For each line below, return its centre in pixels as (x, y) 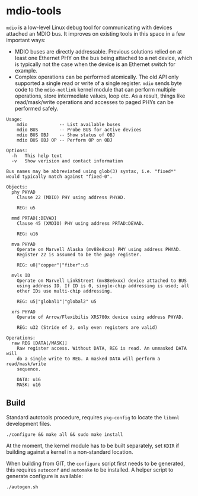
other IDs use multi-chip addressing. (65, 291)
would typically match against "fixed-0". (59, 177)
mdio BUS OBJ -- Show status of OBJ (66, 135)
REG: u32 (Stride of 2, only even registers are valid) (87, 327)
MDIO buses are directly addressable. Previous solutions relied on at (98, 51)
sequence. (29, 369)
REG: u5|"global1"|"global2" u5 (57, 302)
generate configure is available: (44, 476)
